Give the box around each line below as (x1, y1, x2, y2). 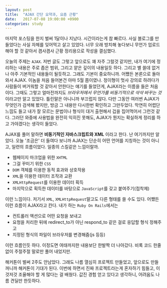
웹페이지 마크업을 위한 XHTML (12, 154, 68, 160)
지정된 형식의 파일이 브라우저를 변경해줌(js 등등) (12, 232, 106, 238)
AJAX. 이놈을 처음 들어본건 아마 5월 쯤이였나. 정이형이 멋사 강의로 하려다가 (14, 77, 160, 83)
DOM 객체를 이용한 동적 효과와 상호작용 (12, 167, 86, 173)
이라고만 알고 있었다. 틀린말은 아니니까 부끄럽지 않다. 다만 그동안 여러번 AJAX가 (5, 96, 160, 102)
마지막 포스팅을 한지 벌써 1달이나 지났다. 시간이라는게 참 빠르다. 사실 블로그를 (5, 35, 154, 41)
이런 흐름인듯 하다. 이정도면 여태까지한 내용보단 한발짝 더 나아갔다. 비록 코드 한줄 (5, 242, 162, 248)
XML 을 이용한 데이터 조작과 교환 (12, 173, 73, 179)
